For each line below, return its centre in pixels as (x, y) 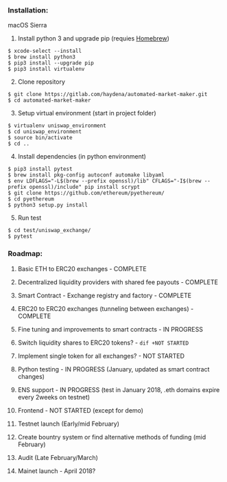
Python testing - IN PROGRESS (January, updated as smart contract (113, 369)
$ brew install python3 (42, 57)
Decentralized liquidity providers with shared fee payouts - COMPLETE (118, 282)
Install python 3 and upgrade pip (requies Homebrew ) (94, 38)
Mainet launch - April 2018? (57, 471)
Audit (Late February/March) (58, 457)
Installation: (28, 10)
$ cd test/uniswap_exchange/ (49, 231)
